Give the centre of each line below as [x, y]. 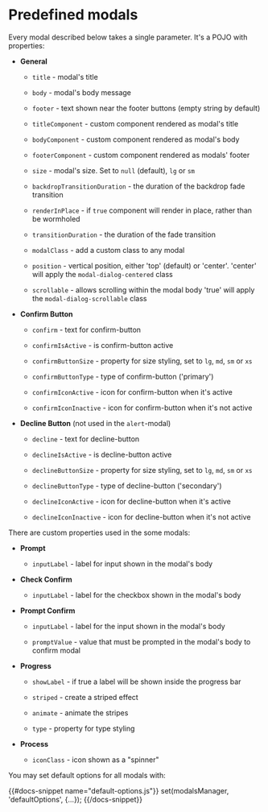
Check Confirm [46, 579]
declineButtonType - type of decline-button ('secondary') [127, 486]
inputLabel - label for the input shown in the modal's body [128, 626]
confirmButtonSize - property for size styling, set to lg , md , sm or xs [142, 361]
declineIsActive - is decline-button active [102, 454]
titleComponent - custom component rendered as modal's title [135, 123]
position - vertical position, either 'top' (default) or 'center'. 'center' [144, 265]
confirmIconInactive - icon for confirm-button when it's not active [142, 408]
